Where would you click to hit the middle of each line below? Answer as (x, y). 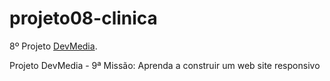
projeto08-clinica (83, 18)
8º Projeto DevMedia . (53, 46)
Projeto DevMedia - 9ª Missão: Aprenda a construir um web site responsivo (165, 65)
